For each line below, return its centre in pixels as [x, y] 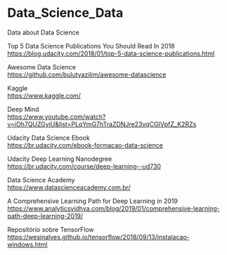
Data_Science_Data [65, 13]
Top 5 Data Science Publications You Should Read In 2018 [91, 46]
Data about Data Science [43, 32]
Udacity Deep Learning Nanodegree [60, 159]
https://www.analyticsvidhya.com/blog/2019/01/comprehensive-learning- [113, 208]
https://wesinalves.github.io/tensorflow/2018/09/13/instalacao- [98, 237]
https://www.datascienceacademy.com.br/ [69, 187]
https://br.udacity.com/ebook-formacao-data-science [85, 145]
